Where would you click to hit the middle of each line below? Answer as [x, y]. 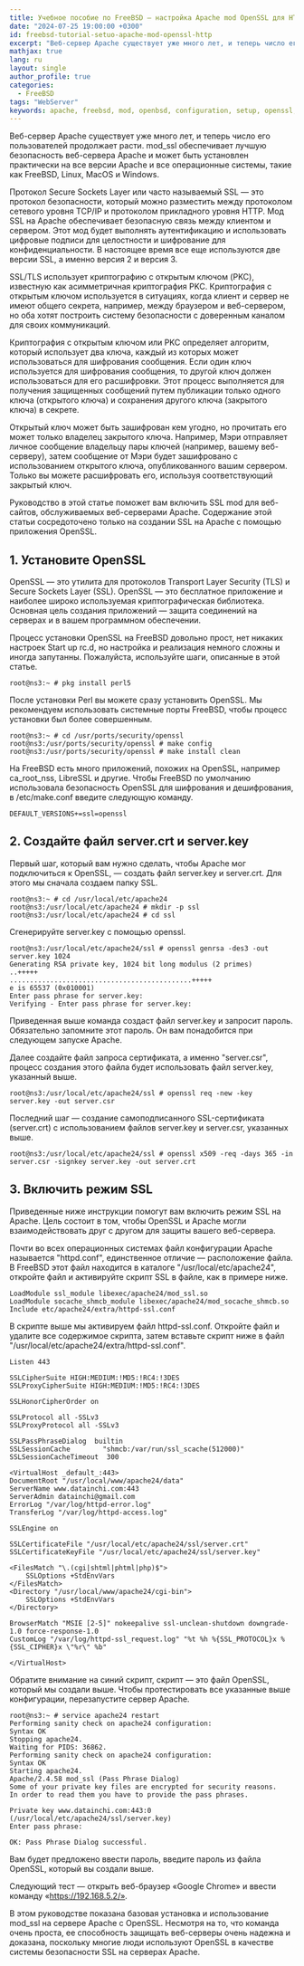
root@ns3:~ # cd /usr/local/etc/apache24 [89, 899]
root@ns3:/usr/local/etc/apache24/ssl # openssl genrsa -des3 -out [139, 948]
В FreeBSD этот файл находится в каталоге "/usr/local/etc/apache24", [142, 1267]
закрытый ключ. [41, 485]
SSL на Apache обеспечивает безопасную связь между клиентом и [140, 221]
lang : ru [26, 60]
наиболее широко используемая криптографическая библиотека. [137, 601]
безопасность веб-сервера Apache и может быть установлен [129, 156]
